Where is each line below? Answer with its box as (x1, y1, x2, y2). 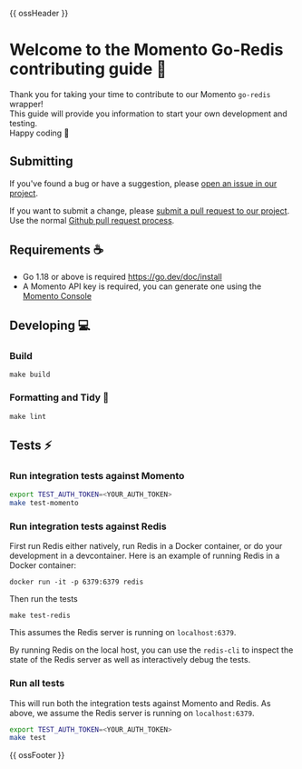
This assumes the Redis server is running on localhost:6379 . (9, 627, 237, 638)
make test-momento (9, 499, 79, 508)
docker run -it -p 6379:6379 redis (9, 577, 144, 587)
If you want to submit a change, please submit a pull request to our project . (9, 205, 290, 216)
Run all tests (9, 677, 65, 690)
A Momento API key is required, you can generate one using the (22, 281, 262, 292)
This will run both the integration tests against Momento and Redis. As (9, 697, 271, 708)
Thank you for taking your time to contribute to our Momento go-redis (9, 88, 271, 99)
